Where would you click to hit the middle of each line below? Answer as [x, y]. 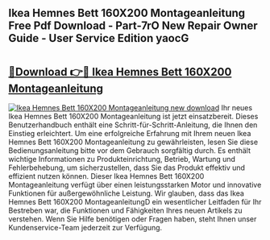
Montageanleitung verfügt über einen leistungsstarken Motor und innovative [135, 185]
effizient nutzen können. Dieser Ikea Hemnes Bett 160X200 [106, 176]
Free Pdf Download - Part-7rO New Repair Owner [133, 26]
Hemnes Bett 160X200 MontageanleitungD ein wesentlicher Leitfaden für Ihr [135, 202]
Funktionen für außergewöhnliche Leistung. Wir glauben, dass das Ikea [126, 193]
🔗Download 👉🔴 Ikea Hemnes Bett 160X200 [120, 72]
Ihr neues [237, 108]
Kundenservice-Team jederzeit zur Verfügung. [85, 228]
